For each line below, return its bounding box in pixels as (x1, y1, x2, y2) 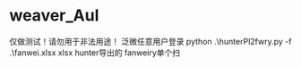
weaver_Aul (9, 5, 99, 26)
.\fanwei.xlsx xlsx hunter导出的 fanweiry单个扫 (9, 46, 181, 58)
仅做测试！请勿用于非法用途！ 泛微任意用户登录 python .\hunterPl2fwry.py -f (9, 36, 292, 46)
